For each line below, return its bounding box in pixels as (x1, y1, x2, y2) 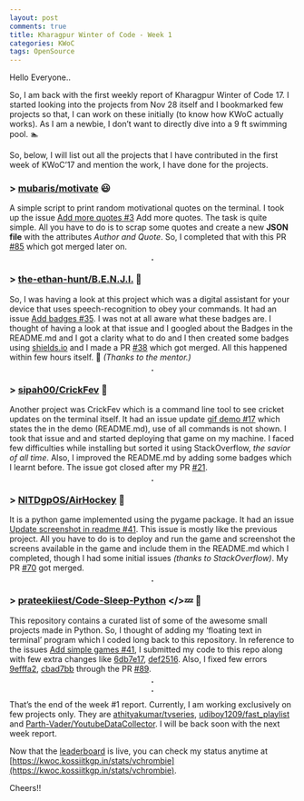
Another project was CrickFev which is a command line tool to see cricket (9, 404, 284, 415)
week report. (9, 727, 57, 738)
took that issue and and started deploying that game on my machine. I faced (9, 433, 295, 444)
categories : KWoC (9, 38, 75, 48)
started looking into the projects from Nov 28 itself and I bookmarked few (9, 99, 284, 110)
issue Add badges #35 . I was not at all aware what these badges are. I (9, 312, 272, 323)
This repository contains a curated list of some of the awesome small (9, 615, 268, 626)
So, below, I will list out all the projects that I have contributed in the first (9, 150, 279, 161)
